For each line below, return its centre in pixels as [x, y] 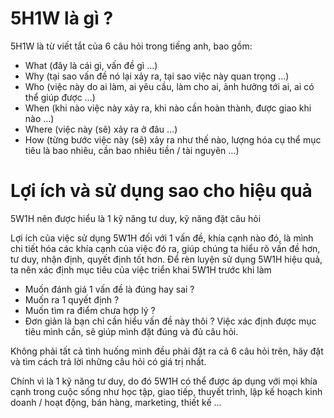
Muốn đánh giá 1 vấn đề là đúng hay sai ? [109, 289]
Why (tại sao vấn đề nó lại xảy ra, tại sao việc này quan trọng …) [157, 76]
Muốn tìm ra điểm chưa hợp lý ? [90, 310]
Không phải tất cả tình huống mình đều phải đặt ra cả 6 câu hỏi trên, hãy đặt [167, 351]
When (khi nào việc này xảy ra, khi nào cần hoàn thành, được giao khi [168, 108]
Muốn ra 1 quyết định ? [72, 299]
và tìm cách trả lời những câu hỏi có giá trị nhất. [108, 361]
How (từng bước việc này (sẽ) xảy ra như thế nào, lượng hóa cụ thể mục [173, 139]
